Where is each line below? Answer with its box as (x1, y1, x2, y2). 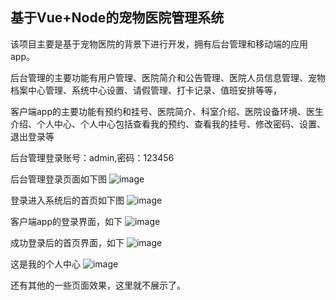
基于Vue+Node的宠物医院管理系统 (10, 9, 225, 27)
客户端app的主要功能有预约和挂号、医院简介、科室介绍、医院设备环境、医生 (10, 105, 325, 117)
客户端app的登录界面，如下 (10, 215, 123, 227)
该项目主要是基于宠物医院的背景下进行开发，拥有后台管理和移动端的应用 (10, 38, 308, 50)
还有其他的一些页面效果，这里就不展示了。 (10, 279, 186, 291)
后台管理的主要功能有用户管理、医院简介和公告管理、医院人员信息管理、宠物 (10, 71, 326, 83)
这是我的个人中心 (10, 258, 81, 270)
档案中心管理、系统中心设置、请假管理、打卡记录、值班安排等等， (10, 84, 282, 96)
